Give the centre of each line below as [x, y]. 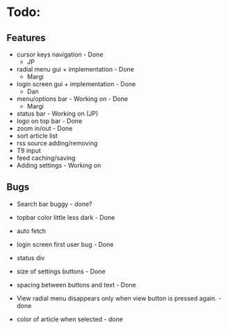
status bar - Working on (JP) [57, 113]
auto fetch [31, 231]
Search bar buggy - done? [54, 204]
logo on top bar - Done [49, 121]
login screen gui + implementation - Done [76, 84]
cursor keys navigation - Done [60, 54]
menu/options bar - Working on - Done [72, 99]
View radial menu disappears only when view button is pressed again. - [119, 298]
